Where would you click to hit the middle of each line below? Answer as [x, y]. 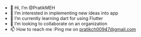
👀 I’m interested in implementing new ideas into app [64, 13]
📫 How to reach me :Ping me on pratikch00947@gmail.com [73, 29]
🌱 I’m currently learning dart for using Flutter [56, 18]
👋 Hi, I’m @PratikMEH [32, 8]
